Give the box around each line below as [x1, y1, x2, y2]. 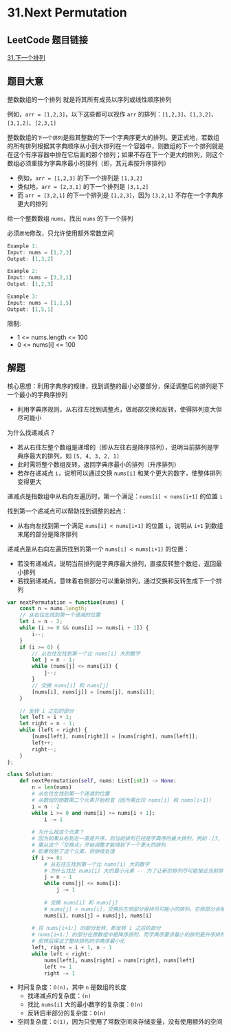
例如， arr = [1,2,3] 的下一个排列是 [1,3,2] [16, 174, 143, 182]
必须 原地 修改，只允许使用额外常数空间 [7, 229, 114, 237]
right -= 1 [43, 970, 76, 977]
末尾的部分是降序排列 [16, 529, 78, 538]
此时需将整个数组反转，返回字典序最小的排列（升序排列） [16, 460, 180, 468]
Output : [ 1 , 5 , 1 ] [7, 305, 54, 313]
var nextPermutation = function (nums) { [7, 598, 125, 606]
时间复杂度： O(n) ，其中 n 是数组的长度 [16, 983, 127, 991]
